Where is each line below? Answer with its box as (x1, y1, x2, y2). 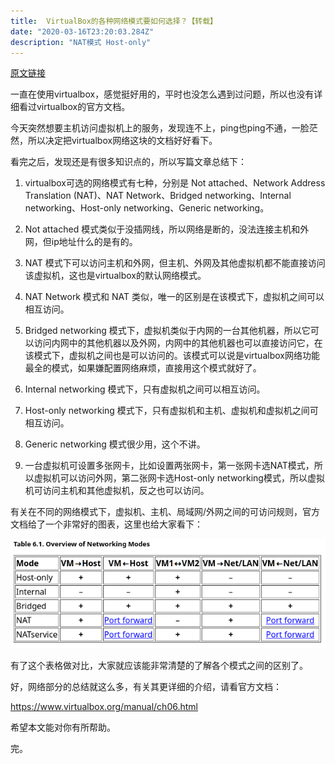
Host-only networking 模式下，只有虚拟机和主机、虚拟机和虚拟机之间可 (24, 405, 319, 417)
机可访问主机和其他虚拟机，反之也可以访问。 (24, 485, 210, 497)
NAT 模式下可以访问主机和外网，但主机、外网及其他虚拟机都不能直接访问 (24, 257, 326, 269)
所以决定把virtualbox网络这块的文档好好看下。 (27, 135, 218, 147)
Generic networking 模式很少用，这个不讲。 (24, 438, 206, 450)
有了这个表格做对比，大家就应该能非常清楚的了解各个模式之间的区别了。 (10, 660, 308, 672)
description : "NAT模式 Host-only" (10, 37, 152, 47)
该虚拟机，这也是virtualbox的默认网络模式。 (24, 270, 207, 282)
